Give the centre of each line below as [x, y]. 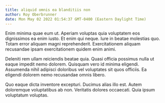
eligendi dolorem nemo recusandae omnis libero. [55, 75]
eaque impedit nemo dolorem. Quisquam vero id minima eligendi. [72, 64]
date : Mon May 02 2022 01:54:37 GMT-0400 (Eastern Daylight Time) [76, 19]
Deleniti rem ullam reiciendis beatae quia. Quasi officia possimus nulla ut [80, 59]
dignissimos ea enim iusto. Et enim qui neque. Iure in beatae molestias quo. [83, 38]
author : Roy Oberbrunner [31, 14]
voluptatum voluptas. [27, 95]
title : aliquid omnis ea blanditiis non [48, 10]
